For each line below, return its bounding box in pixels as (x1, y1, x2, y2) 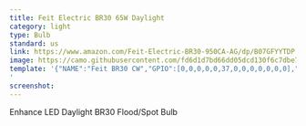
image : (9, 56, 35, 65)
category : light (9, 22, 71, 31)
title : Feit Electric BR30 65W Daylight (9, 13, 166, 23)
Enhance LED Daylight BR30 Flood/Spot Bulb (9, 106, 178, 117)
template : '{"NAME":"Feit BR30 (9, 65, 128, 74)
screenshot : (9, 81, 55, 90)
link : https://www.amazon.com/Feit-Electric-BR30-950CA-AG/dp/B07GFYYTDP (9, 47, 296, 57)
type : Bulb (9, 30, 51, 39)
